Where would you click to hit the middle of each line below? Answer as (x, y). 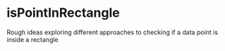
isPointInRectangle (63, 13)
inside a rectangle (33, 39)
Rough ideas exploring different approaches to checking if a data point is (112, 32)
